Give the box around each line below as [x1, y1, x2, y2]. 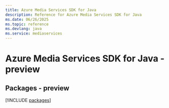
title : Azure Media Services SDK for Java [5, 7, 96, 13]
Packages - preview [5, 84, 70, 92]
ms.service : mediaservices [5, 31, 62, 36]
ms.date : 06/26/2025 [5, 17, 49, 22]
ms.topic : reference [5, 21, 49, 27]
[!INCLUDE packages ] [5, 97, 51, 103]
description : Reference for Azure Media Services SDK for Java [5, 12, 142, 17]
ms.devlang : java [5, 26, 42, 31]
